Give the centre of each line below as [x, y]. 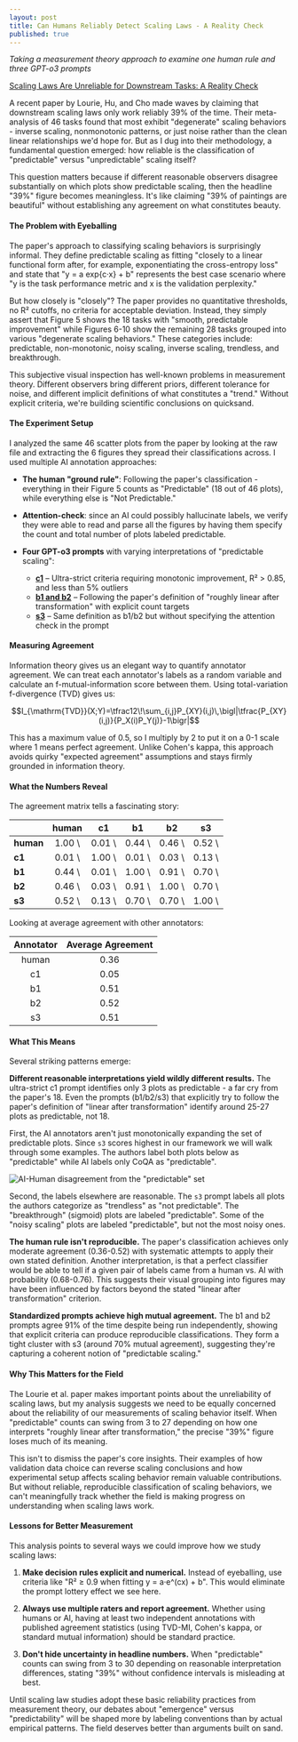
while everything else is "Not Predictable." [99, 498]
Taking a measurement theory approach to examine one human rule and [142, 60]
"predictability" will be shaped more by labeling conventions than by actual [146, 1718]
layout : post [33, 17]
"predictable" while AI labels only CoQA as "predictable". [113, 1162]
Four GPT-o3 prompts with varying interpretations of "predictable [143, 551]
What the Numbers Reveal [59, 786]
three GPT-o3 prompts [50, 68]
